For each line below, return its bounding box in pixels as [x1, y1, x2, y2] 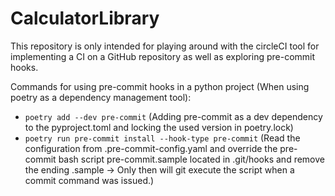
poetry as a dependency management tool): [10, 91, 192, 103]
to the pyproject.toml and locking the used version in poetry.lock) [24, 121, 294, 133]
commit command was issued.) [24, 174, 155, 186]
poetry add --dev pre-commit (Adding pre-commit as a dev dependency [24, 110, 323, 122]
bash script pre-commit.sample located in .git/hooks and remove [58, 153, 325, 165]
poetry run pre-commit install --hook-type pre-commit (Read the [24, 132, 301, 144]
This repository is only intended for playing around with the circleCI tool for [10, 40, 320, 52]
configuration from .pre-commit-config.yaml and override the [24, 142, 278, 154]
